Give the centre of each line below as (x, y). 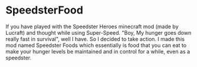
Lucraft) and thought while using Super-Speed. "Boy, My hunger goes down (99, 32)
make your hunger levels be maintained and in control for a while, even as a (98, 51)
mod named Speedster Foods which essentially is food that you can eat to (96, 45)
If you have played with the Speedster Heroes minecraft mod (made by (92, 26)
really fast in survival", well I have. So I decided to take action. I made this (95, 39)
